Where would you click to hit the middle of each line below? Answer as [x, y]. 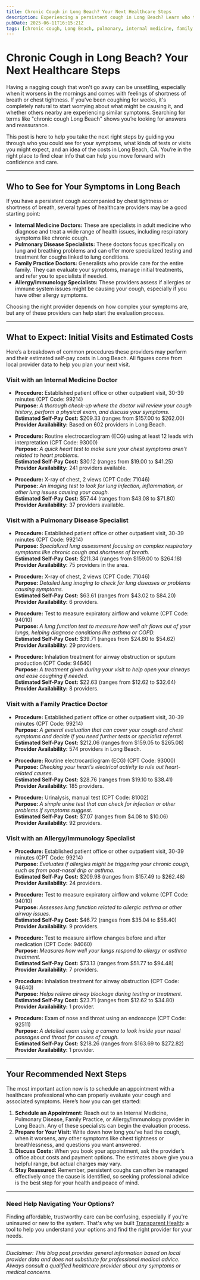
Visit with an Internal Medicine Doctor [62, 380]
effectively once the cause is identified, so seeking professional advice [102, 1176]
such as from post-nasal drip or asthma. [65, 870]
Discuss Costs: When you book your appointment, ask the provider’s [99, 1151]
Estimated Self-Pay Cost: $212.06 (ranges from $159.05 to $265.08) [99, 742]
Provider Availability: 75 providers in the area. [72, 565]
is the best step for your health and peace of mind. [77, 1183]
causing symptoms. [39, 590]
